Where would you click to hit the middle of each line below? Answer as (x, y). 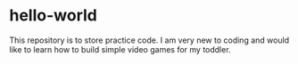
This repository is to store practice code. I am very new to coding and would (149, 40)
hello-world (54, 16)
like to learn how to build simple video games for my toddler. (120, 49)
